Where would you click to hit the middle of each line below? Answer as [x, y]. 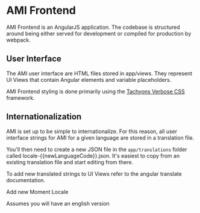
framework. [20, 97]
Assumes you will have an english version [58, 203]
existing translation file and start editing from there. [70, 162]
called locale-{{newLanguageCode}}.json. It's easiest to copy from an [93, 156]
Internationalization [44, 117]
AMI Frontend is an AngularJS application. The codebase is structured [93, 27]
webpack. [19, 40]
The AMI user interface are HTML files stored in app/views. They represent [99, 73]
